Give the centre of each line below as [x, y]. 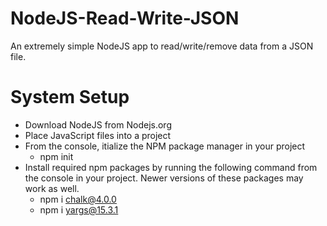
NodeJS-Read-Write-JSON [125, 18]
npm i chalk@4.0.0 [78, 199]
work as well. [52, 188]
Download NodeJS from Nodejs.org [98, 124]
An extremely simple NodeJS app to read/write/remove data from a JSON [162, 46]
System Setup [70, 97]
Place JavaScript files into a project [98, 135]
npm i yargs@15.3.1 [79, 209]
